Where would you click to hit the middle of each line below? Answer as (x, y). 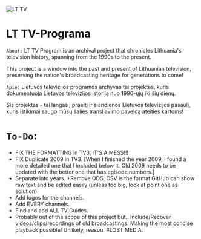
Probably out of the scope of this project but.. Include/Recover (93, 217)
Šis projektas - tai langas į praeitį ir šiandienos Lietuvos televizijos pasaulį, (98, 105)
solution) (26, 191)
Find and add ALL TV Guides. (52, 210)
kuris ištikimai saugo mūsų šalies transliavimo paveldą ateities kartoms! (95, 111)
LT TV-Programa (48, 34)
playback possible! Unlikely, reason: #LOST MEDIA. (79, 229)
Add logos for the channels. (50, 197)
